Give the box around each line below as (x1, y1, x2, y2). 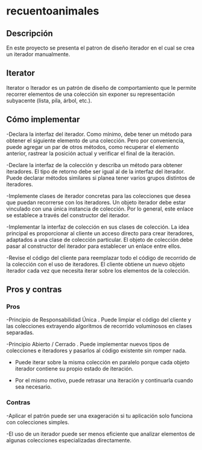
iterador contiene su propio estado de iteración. (14, 365, 134, 372)
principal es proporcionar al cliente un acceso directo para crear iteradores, (6, 229, 194, 236)
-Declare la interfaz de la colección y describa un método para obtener (6, 161, 183, 168)
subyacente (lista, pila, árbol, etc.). (6, 97, 92, 104)
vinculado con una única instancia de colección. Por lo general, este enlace (6, 205, 194, 212)
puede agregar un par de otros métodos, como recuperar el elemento (6, 143, 179, 150)
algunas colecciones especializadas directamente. (6, 436, 131, 444)
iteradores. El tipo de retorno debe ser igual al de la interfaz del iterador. (6, 168, 185, 175)
